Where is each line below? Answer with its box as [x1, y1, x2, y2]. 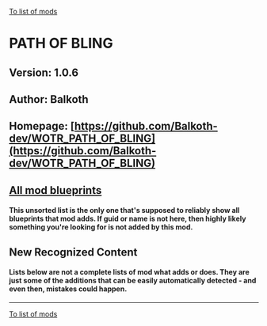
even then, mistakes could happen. [9, 284, 128, 294]
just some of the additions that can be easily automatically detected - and [9, 276, 257, 286]
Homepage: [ [9, 119, 74, 133]
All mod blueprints [9, 184, 102, 197]
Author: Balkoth [9, 93, 90, 106]
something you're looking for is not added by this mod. [9, 222, 193, 232]
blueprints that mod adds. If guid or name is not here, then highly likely [9, 214, 246, 224]
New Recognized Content [9, 245, 138, 259]
